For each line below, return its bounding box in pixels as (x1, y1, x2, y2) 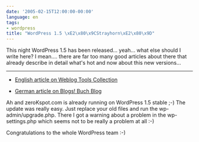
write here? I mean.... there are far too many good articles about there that (6, 53, 187, 60)
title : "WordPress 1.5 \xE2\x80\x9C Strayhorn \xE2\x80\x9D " (6, 31, 155, 37)
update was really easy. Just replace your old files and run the (6, 105, 158, 113)
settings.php (6, 118, 37, 125)
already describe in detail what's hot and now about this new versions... (6, 60, 182, 67)
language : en (6, 14, 38, 20)
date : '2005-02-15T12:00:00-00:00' (6, 8, 94, 15)
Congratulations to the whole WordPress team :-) (6, 129, 126, 136)
